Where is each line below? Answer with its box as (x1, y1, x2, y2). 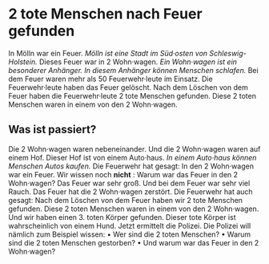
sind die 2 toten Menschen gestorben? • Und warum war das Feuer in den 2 (8, 238, 259, 247)
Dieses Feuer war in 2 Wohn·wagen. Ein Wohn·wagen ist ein (38, 57, 238, 67)
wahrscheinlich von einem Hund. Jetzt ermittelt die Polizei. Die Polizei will (8, 221, 251, 230)
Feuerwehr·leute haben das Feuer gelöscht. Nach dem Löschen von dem (8, 82, 248, 92)
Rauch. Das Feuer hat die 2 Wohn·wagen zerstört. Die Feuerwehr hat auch (8, 186, 254, 197)
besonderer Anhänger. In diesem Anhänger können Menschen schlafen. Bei (8, 65, 259, 75)
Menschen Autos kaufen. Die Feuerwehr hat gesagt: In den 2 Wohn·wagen (8, 161, 255, 171)
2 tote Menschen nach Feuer (8, 5, 203, 23)
